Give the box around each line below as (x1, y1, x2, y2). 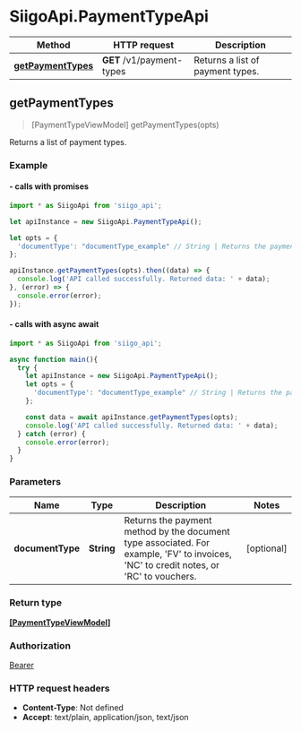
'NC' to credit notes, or (124, 558, 220, 571)
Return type (9, 597, 63, 609)
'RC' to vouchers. (124, 570, 197, 582)
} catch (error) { (17, 429, 87, 438)
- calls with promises (9, 181, 90, 192)
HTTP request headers (9, 683, 110, 695)
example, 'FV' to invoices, (124, 547, 233, 560)
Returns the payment (124, 513, 212, 526)
